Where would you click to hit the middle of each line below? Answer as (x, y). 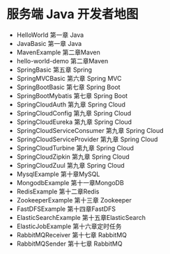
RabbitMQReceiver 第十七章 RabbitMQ (71, 235)
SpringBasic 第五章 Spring (54, 70)
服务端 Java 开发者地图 (72, 14)
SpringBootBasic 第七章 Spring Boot (68, 87)
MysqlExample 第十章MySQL (58, 174)
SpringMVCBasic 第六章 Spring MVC (69, 78)
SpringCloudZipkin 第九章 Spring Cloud (73, 157)
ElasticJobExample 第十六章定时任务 (69, 226)
